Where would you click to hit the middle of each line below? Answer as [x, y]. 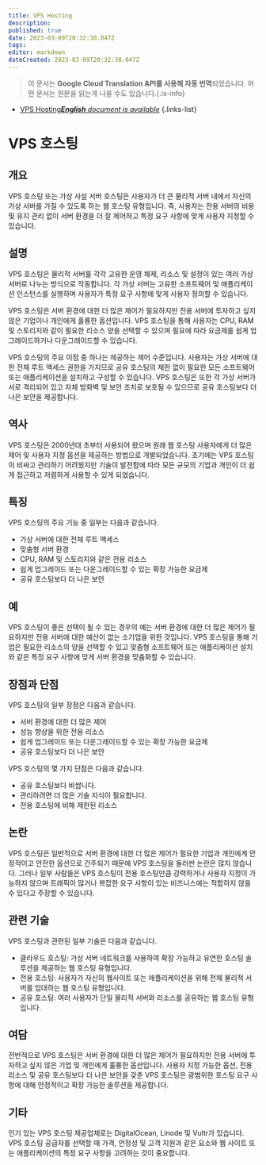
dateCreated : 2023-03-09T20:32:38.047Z [74, 60]
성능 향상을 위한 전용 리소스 [62, 732]
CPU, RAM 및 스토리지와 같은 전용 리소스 [83, 559]
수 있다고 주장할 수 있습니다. [51, 893]
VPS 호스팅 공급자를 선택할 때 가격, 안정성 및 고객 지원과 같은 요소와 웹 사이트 [128, 1143]
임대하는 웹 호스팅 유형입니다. [80, 987]
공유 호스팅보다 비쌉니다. [58, 785]
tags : [17, 45]
